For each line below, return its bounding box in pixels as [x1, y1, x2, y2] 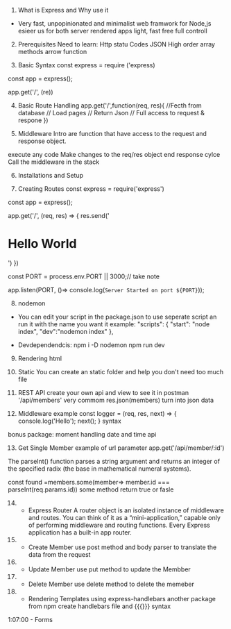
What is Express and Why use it [17, 6, 109, 14]
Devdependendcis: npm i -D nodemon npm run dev [17, 340, 165, 349]
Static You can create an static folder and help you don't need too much [17, 367, 224, 376]
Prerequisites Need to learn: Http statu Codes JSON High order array [17, 40, 216, 48]
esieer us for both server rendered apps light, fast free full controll [17, 27, 207, 35]
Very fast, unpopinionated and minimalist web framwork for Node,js [17, 19, 212, 27]
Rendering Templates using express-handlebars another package [28, 594, 216, 603]
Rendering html [17, 354, 62, 362]
